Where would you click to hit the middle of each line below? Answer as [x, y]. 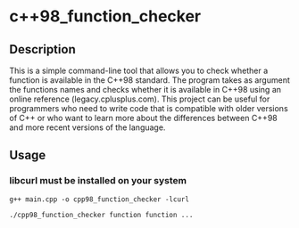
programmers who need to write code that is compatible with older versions [149, 108]
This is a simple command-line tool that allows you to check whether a [139, 70]
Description [42, 49]
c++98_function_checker [105, 16]
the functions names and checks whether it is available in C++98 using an [145, 90]
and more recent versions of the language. [87, 127]
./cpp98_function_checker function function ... [101, 215]
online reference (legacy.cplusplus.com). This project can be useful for [140, 99]
